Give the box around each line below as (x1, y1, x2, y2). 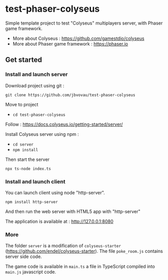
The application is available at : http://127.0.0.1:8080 (5, 218, 114, 224)
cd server (12, 142, 34, 147)
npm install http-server (5, 199, 58, 204)
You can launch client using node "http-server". (5, 190, 105, 196)
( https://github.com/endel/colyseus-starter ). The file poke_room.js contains (5, 248, 163, 254)
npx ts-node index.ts (5, 166, 51, 171)
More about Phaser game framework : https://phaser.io (12, 40, 128, 46)
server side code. (5, 253, 42, 260)
